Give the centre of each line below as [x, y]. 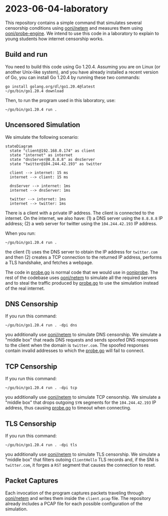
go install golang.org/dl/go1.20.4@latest [50, 87]
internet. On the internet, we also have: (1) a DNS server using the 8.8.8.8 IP [84, 218]
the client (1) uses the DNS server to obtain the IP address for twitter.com [81, 251]
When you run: [21, 233]
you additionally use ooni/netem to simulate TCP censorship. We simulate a [83, 397]
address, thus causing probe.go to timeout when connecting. [68, 408]
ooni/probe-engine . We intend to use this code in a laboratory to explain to [82, 33]
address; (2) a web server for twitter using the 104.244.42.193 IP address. [81, 223]
